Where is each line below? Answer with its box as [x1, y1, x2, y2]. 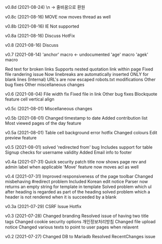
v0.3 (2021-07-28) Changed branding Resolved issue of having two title [5, 213, 149, 219]
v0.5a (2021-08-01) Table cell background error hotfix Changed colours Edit [5, 130, 158, 135]
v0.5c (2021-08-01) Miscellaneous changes [5, 106, 92, 111]
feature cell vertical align [5, 96, 54, 102]
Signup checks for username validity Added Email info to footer [5, 150, 132, 155]
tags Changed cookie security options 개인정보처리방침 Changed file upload [5, 219, 156, 225]
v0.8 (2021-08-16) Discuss [5, 42, 59, 48]
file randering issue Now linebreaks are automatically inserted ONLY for [5, 71, 149, 77]
